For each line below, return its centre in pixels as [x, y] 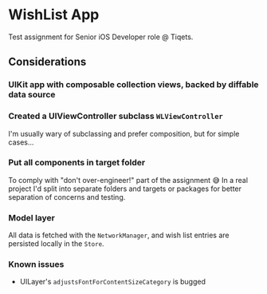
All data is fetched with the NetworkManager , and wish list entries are [119, 235]
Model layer [32, 217]
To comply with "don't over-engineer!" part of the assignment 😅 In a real [128, 180]
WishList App [54, 15]
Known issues [36, 264]
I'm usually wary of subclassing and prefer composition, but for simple [124, 133]
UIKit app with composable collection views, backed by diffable [133, 85]
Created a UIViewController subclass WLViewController [116, 116]
